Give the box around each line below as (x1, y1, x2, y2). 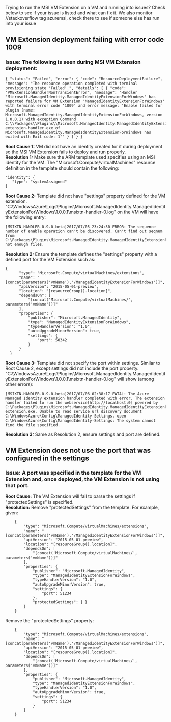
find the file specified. (5, 422, 60, 427)
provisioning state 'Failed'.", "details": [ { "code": (5, 85, 126, 91)
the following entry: (5, 214, 46, 220)
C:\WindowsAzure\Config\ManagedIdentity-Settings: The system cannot (5, 418, 156, 423)
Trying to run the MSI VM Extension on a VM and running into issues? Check (5, 5, 165, 10)
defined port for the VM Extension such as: (5, 256, 96, 262)
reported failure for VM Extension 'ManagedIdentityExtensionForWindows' (5, 99, 165, 104)
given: (5, 510, 19, 516)
